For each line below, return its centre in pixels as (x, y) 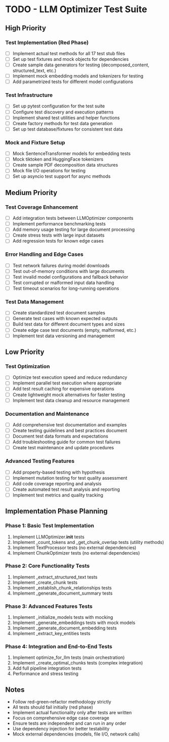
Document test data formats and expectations (60, 436)
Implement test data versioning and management (64, 336)
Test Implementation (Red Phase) (47, 43)
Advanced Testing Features (40, 461)
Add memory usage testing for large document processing (74, 229)
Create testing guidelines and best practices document (70, 430)
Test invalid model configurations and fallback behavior (70, 277)
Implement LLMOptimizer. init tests (48, 537)
